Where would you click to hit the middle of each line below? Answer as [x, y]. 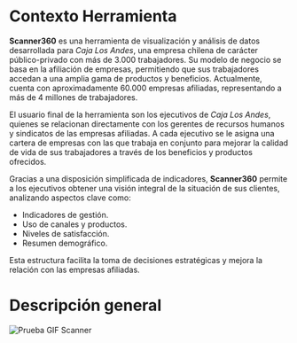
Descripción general [86, 305]
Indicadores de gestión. [65, 214]
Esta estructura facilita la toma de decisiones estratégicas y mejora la [136, 260]
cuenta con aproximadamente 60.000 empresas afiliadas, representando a [145, 88]
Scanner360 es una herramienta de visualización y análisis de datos [134, 41]
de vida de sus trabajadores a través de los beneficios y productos [131, 152]
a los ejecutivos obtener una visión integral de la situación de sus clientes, [145, 188]
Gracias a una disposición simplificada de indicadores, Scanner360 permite [148, 178]
